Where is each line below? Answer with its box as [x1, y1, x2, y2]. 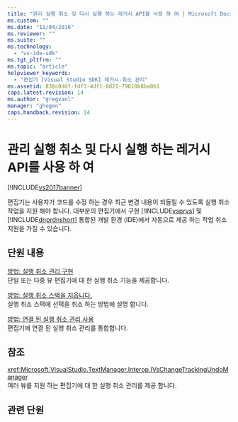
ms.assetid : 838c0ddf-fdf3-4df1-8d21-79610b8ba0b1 [7, 83, 160, 90]
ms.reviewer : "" [7, 30, 55, 37]
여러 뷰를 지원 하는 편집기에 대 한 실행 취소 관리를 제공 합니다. [7, 381, 177, 389]
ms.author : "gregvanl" [7, 96, 74, 103]
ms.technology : [7, 43, 52, 50]
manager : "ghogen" [7, 102, 62, 110]
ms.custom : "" [7, 17, 50, 24]
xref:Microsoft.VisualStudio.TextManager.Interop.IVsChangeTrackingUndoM [7, 365, 229, 374]
